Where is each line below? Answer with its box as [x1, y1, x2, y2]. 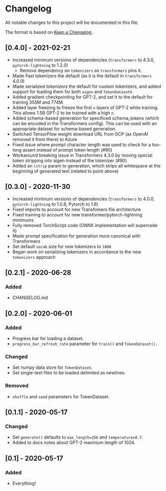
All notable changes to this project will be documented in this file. [5, 19, 139, 25]
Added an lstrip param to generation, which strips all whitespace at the [12, 163, 161, 168]
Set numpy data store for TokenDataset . [12, 364, 93, 370]
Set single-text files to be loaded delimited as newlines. [12, 370, 126, 376]
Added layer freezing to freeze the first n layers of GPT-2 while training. [12, 104, 159, 110]
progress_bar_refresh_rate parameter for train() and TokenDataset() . [12, 340, 158, 346]
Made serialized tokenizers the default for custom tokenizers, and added [12, 83, 162, 89]
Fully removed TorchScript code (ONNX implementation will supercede [12, 222, 158, 228]
